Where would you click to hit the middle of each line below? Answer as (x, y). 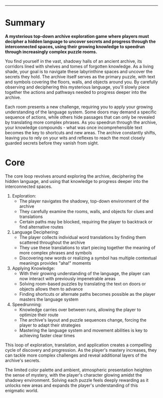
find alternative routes (41, 227)
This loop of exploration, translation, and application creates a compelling (78, 345)
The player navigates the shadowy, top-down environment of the (84, 201)
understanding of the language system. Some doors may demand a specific (81, 112)
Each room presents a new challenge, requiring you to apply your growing (79, 107)
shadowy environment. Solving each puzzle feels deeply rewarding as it (77, 380)
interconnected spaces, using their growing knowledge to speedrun (75, 46)
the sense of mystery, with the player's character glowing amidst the (73, 375)
